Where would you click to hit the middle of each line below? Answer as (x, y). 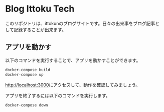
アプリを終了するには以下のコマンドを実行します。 (58, 95)
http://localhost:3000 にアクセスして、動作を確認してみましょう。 (73, 85)
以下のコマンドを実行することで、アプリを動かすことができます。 (73, 60)
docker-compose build (28, 70)
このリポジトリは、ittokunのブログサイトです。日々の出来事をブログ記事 (80, 23)
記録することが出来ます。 (40, 30)
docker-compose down (27, 105)
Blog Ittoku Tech (40, 9)
